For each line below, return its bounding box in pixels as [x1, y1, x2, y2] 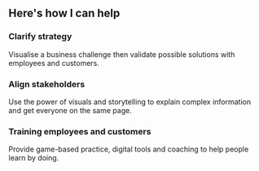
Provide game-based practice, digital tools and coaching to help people [8, 144, 249, 154]
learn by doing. [8, 153, 59, 163]
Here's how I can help [8, 7, 121, 20]
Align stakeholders [8, 78, 86, 90]
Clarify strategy [8, 31, 72, 42]
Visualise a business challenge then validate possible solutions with [8, 49, 235, 59]
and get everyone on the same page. [8, 105, 132, 115]
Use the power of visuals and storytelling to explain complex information [8, 97, 251, 107]
